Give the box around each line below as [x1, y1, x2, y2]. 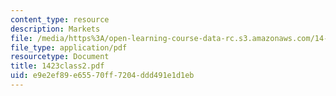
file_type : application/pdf [10, 42, 128, 53]
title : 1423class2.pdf [10, 61, 105, 71]
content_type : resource [10, 14, 110, 25]
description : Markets [10, 24, 101, 34]
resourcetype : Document [10, 52, 110, 62]
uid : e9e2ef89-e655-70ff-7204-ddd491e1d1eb [10, 71, 195, 81]
